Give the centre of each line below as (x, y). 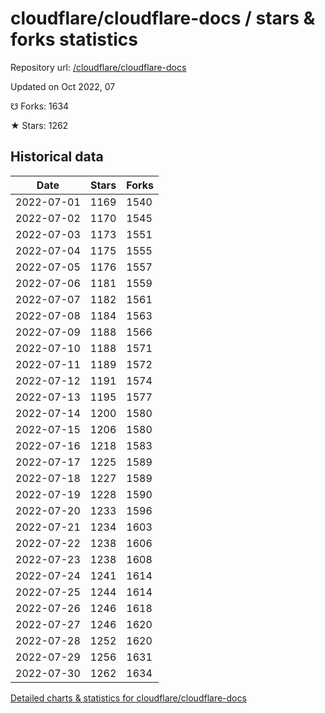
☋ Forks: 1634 (40, 106)
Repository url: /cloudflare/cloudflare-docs (98, 67)
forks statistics (74, 39)
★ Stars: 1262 (39, 125)
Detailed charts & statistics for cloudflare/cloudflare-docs (128, 698)
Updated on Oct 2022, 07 (63, 86)
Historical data (57, 157)
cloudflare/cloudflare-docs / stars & (163, 18)
